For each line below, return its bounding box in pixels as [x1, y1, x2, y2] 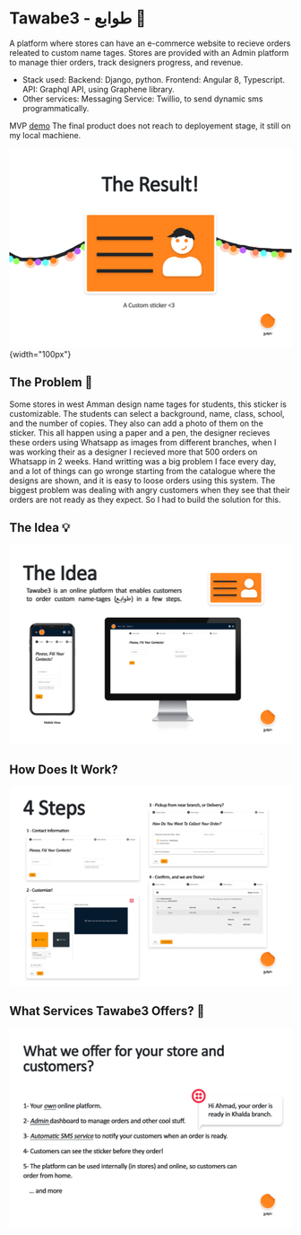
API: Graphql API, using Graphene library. [21, 84, 175, 94]
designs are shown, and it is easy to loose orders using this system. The [9, 475, 276, 486]
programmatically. [21, 102, 90, 113]
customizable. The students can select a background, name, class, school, [9, 408, 285, 419]
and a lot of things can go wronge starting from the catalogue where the [9, 465, 276, 476]
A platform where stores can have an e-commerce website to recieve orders [9, 38, 291, 49]
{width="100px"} [9, 348, 72, 359]
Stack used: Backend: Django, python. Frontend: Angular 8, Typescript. [21, 74, 285, 84]
